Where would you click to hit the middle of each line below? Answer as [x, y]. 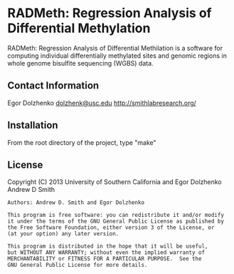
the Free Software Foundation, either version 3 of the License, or [111, 228]
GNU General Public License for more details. [78, 265]
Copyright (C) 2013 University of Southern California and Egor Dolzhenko [115, 182]
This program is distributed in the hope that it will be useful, [108, 247]
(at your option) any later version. [63, 234]
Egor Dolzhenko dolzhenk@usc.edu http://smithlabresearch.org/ [102, 103]
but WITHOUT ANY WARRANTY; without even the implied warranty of [106, 253]
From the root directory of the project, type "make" [82, 142]
